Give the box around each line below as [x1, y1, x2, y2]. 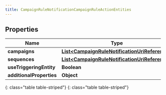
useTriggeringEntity [7, 64, 56, 71]
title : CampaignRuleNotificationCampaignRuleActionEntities [5, 7, 132, 12]
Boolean [61, 64, 82, 71]
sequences [7, 56, 35, 63]
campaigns [7, 48, 35, 55]
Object [61, 72, 78, 79]
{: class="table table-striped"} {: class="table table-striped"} [5, 84, 129, 91]
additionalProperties [7, 72, 57, 79]
